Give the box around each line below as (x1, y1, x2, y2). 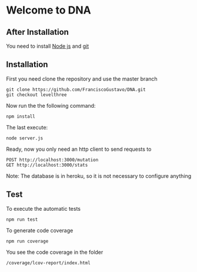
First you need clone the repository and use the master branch (6, 75, 158, 82)
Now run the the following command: (6, 102, 96, 109)
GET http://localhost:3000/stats (6, 162, 88, 168)
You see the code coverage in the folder (6, 248, 103, 256)
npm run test (6, 216, 38, 223)
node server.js (6, 135, 44, 141)
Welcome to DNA (6, 4, 91, 17)
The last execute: (6, 124, 48, 131)
